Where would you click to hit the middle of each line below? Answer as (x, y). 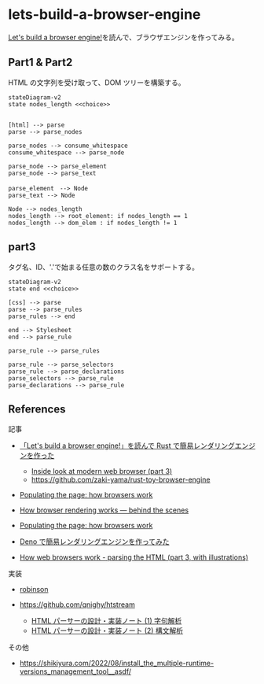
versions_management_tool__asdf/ (75, 671)
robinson (34, 590)
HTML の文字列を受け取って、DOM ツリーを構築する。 (97, 82)
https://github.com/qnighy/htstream (77, 605)
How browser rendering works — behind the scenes (104, 510)
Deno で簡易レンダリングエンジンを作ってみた (94, 542)
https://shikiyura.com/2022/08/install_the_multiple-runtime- (117, 664)
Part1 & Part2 (40, 63)
